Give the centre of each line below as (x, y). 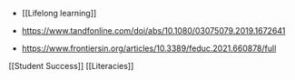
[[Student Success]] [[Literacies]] (71, 66)
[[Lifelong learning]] (59, 13)
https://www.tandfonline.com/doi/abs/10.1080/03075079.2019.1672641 (153, 30)
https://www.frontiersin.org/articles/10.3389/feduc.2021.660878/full (149, 48)
